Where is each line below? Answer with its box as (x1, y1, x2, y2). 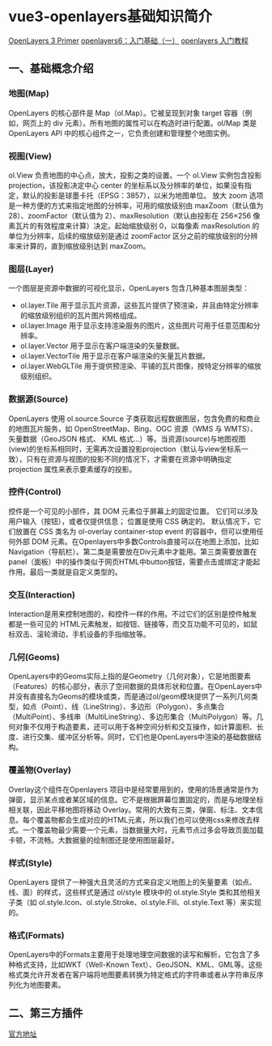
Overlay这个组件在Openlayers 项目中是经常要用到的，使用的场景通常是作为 (8, 784, 259, 794)
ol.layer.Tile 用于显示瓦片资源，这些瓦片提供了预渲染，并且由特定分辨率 (19, 300, 259, 310)
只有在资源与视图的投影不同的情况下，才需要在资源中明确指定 (25, 454, 232, 464)
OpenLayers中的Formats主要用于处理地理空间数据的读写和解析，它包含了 (8, 950, 253, 959)
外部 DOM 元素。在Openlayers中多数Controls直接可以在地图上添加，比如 (15, 536, 259, 546)
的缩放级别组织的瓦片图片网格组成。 (19, 311, 142, 321)
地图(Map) (8, 88, 50, 100)
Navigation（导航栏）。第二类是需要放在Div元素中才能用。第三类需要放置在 (8, 546, 257, 556)
